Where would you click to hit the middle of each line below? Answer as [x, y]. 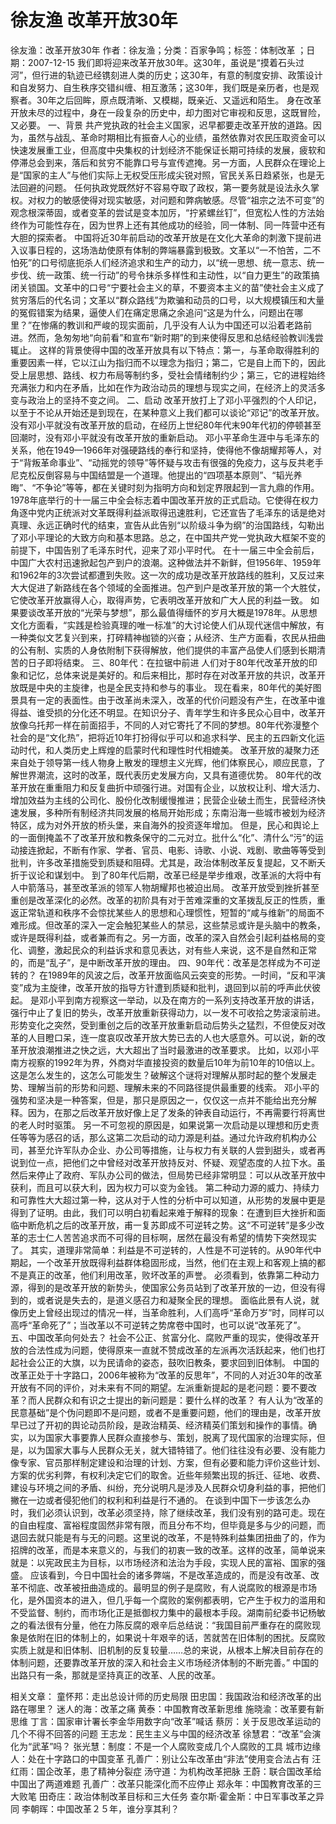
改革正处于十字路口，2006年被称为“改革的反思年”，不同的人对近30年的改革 [166, 1375]
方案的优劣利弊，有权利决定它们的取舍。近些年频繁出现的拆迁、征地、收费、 [168, 1475]
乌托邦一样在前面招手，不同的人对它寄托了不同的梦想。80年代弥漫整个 [173, 725]
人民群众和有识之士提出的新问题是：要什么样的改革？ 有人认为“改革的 [180, 1400]
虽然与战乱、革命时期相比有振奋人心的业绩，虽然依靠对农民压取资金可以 [176, 137]
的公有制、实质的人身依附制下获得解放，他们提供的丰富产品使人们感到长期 [163, 650]
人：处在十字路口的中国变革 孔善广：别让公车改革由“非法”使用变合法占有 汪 [166, 1758]
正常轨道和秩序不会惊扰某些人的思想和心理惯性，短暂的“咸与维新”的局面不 [171, 912]
